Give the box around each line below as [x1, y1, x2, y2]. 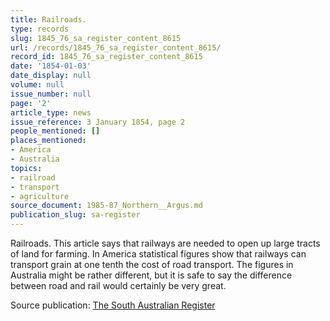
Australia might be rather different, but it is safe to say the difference [10, 269, 293, 281]
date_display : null [10, 71, 92, 81]
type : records [10, 24, 70, 34]
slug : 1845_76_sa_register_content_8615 [10, 33, 182, 43]
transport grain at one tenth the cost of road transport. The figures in [10, 259, 294, 270]
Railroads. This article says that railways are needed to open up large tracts [10, 237, 321, 249]
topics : [10, 163, 43, 173]
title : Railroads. [10, 14, 87, 25]
